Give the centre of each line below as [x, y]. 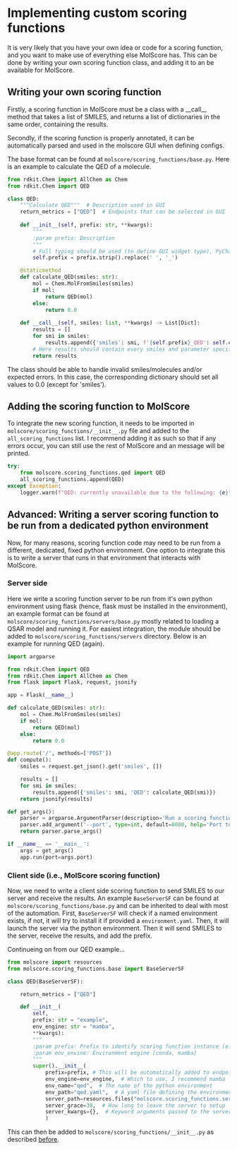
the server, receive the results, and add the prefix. [80, 936]
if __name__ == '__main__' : [49, 845]
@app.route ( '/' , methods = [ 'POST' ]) [60, 753]
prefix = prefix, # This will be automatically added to [127, 1073]
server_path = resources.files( [89, 1098]
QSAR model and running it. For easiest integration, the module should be [114, 629]
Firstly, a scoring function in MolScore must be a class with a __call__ [107, 109]
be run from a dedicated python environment [108, 526]
